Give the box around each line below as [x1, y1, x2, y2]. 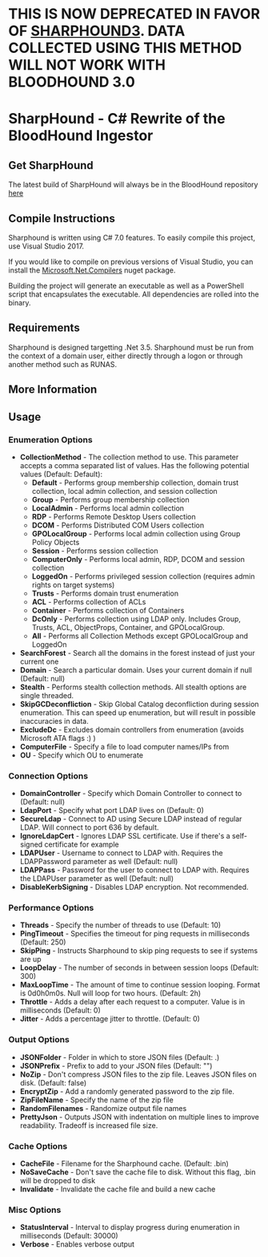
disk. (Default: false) [19, 1077, 87, 1087]
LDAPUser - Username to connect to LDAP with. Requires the [19, 848, 223, 858]
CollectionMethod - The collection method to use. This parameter [19, 452, 239, 462]
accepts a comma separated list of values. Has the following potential [19, 460, 250, 470]
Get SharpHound [8, 158, 94, 172]
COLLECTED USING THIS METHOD [8, 39, 242, 57]
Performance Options [8, 903, 94, 914]
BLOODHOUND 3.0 [8, 73, 136, 91]
